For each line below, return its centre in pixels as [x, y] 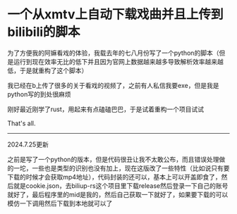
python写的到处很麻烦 [39, 94]
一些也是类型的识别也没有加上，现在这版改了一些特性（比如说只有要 [130, 168]
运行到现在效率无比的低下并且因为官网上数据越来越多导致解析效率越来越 [118, 61]
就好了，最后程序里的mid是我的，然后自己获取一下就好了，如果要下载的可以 [118, 194]
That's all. [22, 123]
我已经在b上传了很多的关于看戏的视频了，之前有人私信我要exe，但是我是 [113, 85]
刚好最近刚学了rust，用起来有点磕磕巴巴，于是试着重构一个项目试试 [106, 109]
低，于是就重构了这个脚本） [48, 70]
